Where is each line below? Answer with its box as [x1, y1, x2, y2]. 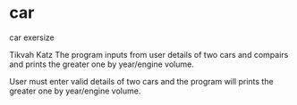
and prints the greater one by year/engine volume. [9, 59, 194, 69]
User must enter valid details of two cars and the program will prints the [9, 76, 275, 86]
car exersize [9, 32, 55, 43]
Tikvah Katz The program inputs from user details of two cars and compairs [9, 49, 289, 60]
